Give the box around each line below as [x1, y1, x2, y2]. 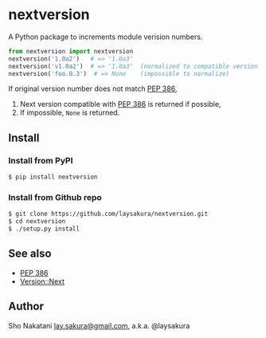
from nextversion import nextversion [8, 47, 134, 55]
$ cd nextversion [8, 218, 66, 226]
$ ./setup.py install [8, 225, 80, 233]
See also [8, 247, 52, 261]
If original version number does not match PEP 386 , [8, 84, 178, 93]
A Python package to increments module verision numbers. [8, 32, 203, 41]
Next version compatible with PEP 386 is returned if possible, [19, 100, 221, 109]
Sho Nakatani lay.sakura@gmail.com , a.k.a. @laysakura [8, 320, 190, 330]
